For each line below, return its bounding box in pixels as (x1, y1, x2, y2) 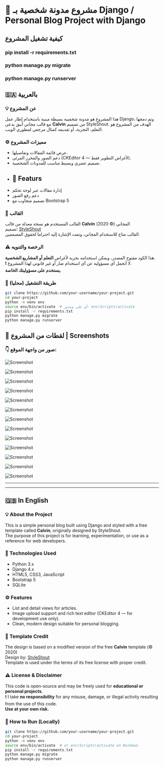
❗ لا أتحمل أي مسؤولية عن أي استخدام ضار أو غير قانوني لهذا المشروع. (5, 260, 132, 266)
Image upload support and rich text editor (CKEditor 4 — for (12, 610, 133, 616)
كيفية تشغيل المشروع (5, 34, 63, 43)
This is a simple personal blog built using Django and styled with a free (5, 522, 147, 528)
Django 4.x (12, 566, 34, 572)
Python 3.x (12, 561, 34, 567)
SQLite (12, 582, 26, 587)
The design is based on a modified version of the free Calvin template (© (5, 644, 153, 650)
